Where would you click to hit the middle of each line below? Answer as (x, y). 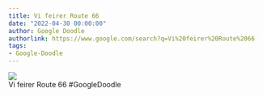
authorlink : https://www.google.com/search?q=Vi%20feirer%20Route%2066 (131, 38)
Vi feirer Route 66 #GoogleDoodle (65, 84)
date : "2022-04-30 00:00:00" (57, 23)
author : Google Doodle (47, 31)
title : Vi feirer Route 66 (54, 16)
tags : (17, 46)
